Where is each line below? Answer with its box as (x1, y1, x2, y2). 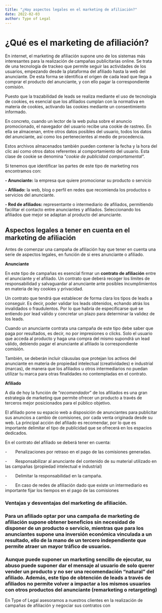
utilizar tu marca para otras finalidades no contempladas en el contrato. (5, 371, 147, 377)
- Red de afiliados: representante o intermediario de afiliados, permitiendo (5, 202, 153, 207)
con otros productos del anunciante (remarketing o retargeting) (5, 586, 157, 593)
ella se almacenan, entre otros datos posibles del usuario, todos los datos (5, 129, 151, 135)
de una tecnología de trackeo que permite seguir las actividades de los (5, 64, 147, 69)
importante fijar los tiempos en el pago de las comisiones (5, 488, 119, 494)
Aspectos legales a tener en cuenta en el (5, 226, 130, 234)
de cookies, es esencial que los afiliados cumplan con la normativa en (5, 99, 145, 104)
